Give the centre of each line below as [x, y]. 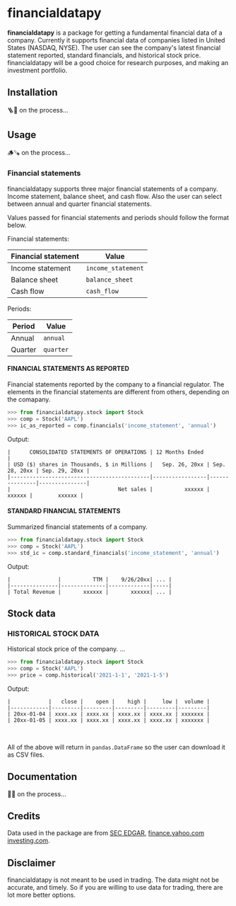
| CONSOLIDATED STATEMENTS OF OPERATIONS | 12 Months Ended [105, 452]
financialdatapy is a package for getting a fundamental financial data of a [115, 33]
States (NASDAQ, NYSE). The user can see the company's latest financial [114, 47]
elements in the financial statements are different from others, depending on [118, 392]
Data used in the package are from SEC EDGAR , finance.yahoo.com [106, 833]
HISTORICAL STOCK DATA [53, 633]
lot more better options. [42, 895]
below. [17, 225]
